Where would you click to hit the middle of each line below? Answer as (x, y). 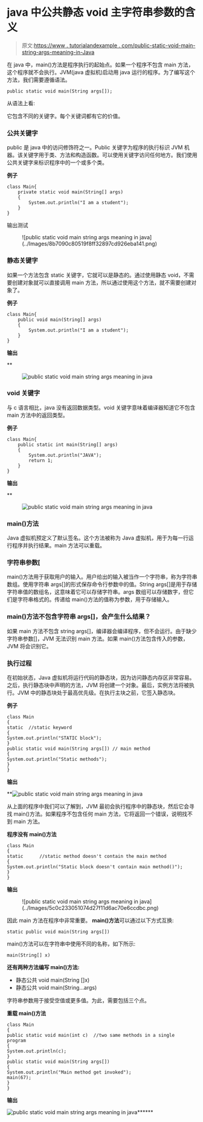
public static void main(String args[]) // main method (79, 749)
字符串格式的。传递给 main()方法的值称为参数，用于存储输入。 (95, 599)
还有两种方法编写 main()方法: (43, 967)
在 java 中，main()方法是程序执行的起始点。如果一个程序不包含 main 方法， (100, 65)
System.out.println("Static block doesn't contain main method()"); (95, 867)
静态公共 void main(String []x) (53, 980)
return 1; (41, 460)
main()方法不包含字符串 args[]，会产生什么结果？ (79, 617)
